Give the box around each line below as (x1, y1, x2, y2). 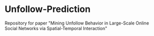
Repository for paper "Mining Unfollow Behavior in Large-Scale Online (4, 20, 149, 26)
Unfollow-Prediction (4, 3, 91, 15)
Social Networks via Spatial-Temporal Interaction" (4, 25, 107, 31)
